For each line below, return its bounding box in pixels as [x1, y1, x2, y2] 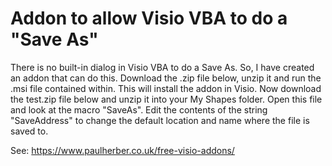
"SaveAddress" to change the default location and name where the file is [10, 114, 310, 126]
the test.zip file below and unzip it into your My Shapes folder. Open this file [10, 93, 323, 105]
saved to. [10, 125, 49, 137]
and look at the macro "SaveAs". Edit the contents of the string [10, 103, 268, 116]
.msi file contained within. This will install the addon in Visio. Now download [10, 82, 322, 94]
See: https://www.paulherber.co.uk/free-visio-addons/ [10, 144, 235, 156]
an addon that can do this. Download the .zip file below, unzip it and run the [10, 72, 322, 84]
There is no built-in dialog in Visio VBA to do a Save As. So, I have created [10, 61, 315, 73]
